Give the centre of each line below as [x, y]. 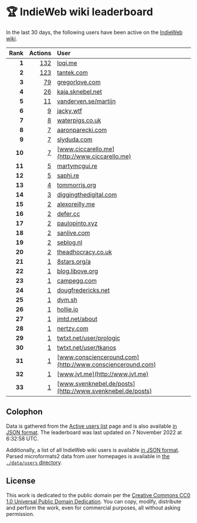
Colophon [24, 412]
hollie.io [67, 309]
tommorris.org [77, 185]
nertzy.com [73, 328]
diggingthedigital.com [87, 194]
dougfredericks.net [83, 290]
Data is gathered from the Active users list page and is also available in [91, 426]
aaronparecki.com [82, 129]
